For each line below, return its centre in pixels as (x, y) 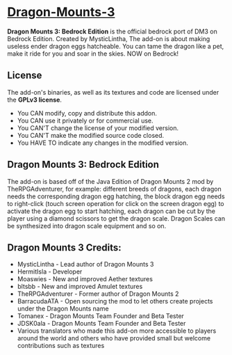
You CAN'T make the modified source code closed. (91, 135)
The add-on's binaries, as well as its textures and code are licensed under (113, 92)
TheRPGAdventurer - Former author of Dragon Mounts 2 (98, 294)
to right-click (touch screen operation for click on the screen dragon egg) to (116, 203)
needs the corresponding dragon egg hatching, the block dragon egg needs (116, 196)
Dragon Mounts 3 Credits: (64, 247)
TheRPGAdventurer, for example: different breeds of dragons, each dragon (114, 189)
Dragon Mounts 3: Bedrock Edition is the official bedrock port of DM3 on (112, 31)
